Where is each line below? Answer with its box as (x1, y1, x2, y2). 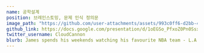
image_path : (6, 20, 36, 26)
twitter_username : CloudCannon (6, 32, 86, 38)
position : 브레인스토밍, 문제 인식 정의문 (6, 15, 99, 21)
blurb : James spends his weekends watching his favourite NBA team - (6, 37, 186, 43)
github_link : (6, 26, 39, 32)
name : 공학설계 (6, 9, 39, 15)
